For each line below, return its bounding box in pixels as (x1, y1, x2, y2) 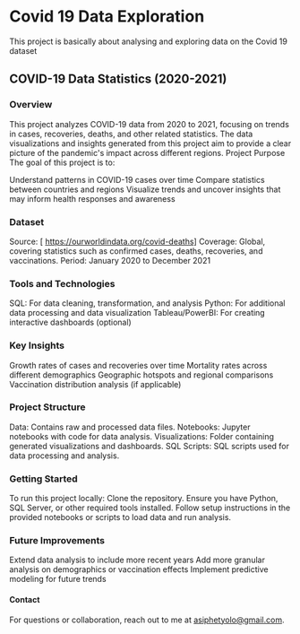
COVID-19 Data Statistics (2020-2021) (9, 72, 227, 87)
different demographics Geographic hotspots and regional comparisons (9, 369, 274, 380)
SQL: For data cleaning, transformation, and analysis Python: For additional (9, 298, 286, 308)
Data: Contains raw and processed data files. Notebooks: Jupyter (9, 421, 251, 432)
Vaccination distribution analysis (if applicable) (9, 378, 182, 389)
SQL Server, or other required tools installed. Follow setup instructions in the (9, 502, 291, 513)
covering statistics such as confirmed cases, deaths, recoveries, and (9, 245, 263, 256)
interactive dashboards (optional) (9, 317, 132, 328)
